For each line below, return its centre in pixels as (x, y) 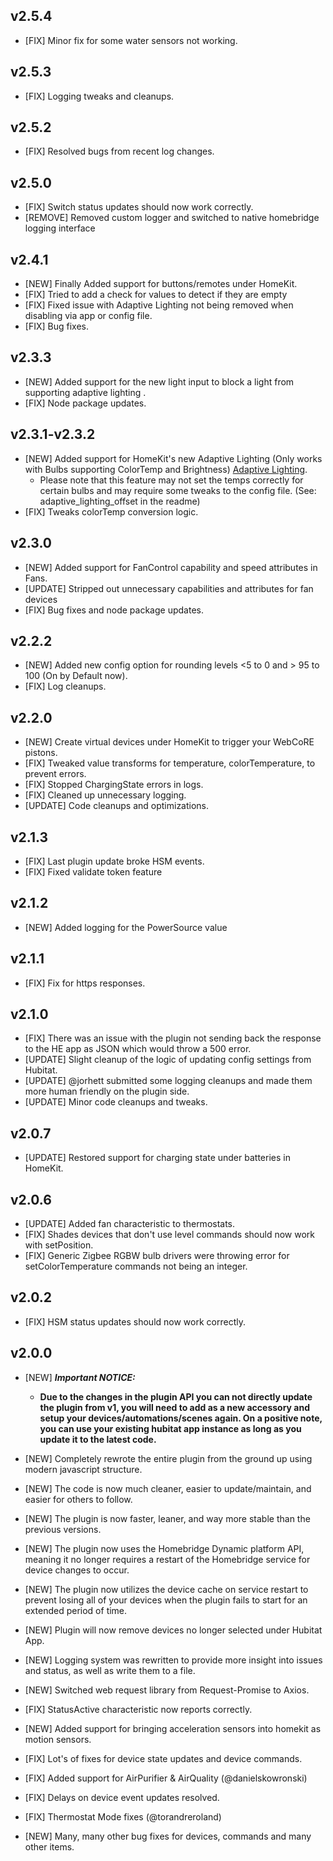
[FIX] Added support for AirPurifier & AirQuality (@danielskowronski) (166, 1778)
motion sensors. (58, 1739)
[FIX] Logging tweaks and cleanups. (99, 96)
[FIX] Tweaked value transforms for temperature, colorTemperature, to (170, 763)
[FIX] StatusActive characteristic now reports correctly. (138, 1709)
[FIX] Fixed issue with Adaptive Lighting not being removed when (159, 305)
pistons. (41, 753)
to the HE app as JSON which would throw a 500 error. (138, 1049)
